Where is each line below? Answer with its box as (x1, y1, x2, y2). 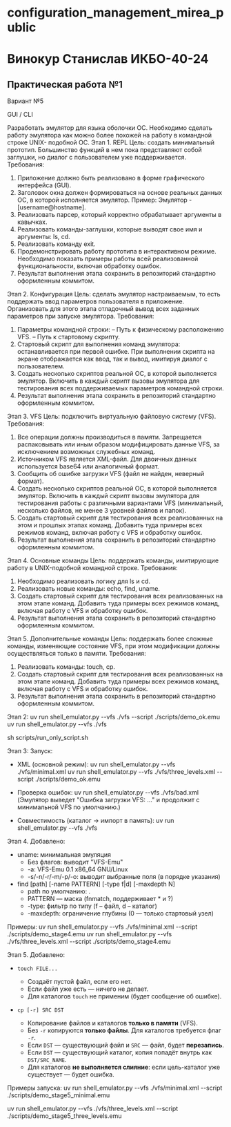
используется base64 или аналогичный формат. (17, 462, 160, 471)
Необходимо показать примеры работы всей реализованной (17, 254, 199, 263)
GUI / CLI (7, 111, 33, 119)
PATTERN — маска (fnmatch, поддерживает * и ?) (27, 895, 174, 903)
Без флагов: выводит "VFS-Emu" (27, 858, 123, 866)
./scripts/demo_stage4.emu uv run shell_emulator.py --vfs (7, 930, 172, 938)
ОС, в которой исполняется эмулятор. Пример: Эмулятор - (17, 196, 192, 205)
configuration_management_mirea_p (7, 5, 224, 21)
